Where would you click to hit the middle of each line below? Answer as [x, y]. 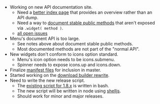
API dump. [28, 17]
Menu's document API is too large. [45, 38]
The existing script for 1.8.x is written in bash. [63, 86]
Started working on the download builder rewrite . [60, 75]
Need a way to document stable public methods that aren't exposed [86, 23]
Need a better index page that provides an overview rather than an [85, 12]
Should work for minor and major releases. [60, 96]
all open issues [32, 33]
